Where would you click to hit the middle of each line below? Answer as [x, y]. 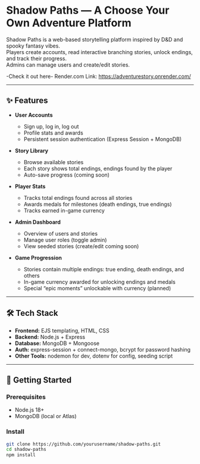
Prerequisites [26, 397]
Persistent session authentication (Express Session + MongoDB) [103, 139]
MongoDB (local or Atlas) [46, 416]
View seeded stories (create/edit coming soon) [81, 246]
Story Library [32, 151]
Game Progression [38, 258]
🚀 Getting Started [39, 380]
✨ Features [27, 101]
